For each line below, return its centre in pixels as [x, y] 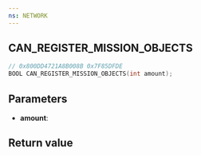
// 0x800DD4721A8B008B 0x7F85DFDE [66, 66]
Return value [41, 143]
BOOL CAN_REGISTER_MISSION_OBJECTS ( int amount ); [91, 74]
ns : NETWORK [28, 16]
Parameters [38, 99]
